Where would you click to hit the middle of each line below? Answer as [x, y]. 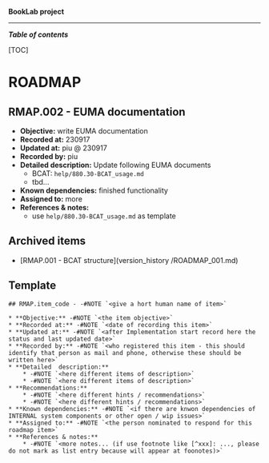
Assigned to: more [51, 199]
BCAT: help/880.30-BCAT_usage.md [88, 174]
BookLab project [36, 12]
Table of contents [38, 34]
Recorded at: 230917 [55, 140]
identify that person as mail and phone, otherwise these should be [125, 353]
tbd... [40, 182]
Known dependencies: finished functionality [94, 190]
